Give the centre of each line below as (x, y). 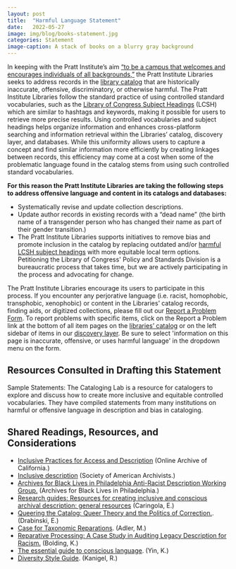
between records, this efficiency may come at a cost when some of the (110, 157)
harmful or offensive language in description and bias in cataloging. (105, 410)
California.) (33, 468)
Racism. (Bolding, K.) (48, 543)
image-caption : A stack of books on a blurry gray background (100, 47)
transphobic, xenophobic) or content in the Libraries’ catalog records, (108, 303)
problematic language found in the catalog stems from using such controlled (118, 164)
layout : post (26, 14)
